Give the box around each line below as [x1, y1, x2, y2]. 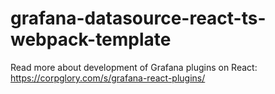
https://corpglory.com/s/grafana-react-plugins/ [10, 72, 206, 84]
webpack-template [10, 28, 172, 51]
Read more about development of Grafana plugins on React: [10, 61, 258, 73]
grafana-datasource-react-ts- [10, 7, 267, 30]
